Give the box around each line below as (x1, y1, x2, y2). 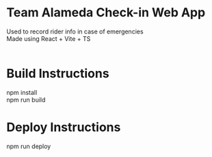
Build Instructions (6, 66, 110, 81)
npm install (6, 88, 38, 96)
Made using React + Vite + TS (6, 34, 91, 42)
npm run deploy (6, 142, 51, 150)
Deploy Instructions (6, 119, 121, 135)
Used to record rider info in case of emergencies (6, 27, 144, 35)
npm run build (6, 96, 46, 104)
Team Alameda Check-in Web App (6, 5, 206, 20)
